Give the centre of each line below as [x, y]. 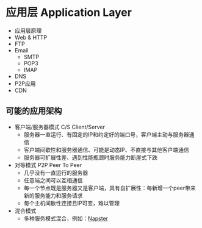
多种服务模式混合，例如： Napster [66, 218]
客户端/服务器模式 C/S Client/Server [60, 127]
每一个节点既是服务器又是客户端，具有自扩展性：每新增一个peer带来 [110, 188]
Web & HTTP [31, 37]
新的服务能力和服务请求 [53, 195]
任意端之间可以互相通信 [53, 180]
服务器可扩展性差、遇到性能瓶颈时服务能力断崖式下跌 [91, 157]
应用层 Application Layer [69, 12]
